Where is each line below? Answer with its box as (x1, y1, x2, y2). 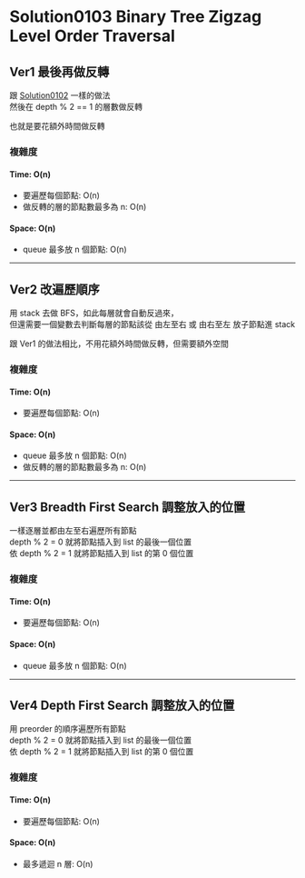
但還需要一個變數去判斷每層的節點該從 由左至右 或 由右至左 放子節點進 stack (9, 319, 296, 330)
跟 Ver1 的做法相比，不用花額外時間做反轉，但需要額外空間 (9, 338, 229, 349)
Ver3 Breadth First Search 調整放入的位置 (9, 499, 246, 514)
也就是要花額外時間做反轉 (9, 121, 105, 131)
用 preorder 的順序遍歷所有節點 (9, 723, 127, 734)
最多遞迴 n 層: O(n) (22, 858, 93, 869)
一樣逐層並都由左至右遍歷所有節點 (9, 525, 137, 536)
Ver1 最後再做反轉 (9, 64, 110, 79)
